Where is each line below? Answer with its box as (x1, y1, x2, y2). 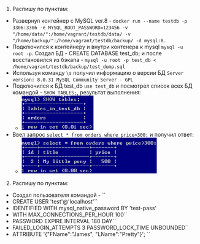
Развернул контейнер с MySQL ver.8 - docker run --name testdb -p (12, 17, 188, 24)
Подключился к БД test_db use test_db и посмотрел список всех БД (12, 82, 193, 90)
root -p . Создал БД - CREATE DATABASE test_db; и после (12, 50, 163, 57)
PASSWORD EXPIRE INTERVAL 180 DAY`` (12, 218, 117, 224)
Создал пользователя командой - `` (12, 191, 106, 199)
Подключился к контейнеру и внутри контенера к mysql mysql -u (12, 43, 183, 50)
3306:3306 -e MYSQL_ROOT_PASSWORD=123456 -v (12, 25, 128, 31)
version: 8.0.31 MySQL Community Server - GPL (12, 77, 134, 83)
